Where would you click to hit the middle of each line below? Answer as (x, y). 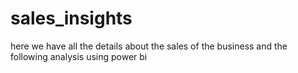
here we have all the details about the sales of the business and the (149, 46)
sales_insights (71, 18)
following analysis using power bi (79, 56)
